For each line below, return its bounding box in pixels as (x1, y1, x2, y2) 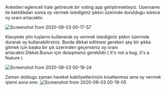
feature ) (5, 55, 23, 61)
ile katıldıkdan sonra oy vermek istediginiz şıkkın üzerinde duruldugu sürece (5, 9, 161, 15)
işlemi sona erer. (5, 79, 39, 85)
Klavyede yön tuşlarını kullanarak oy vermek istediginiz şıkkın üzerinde (5, 34, 150, 40)
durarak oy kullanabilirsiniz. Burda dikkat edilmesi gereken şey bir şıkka (5, 39, 151, 45)
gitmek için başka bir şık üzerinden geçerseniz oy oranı (5, 45, 118, 50)
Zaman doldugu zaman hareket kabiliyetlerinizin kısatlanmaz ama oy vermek (5, 74, 162, 80)
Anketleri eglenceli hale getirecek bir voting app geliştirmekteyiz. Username (5, 4, 160, 10)
